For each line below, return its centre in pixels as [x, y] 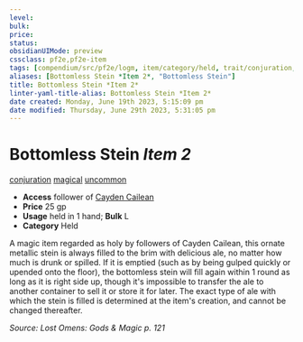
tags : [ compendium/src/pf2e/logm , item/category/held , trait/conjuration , [153, 69]
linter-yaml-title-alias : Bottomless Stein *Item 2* [110, 93]
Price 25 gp [44, 207]
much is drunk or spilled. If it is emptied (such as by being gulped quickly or [150, 263]
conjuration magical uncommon [68, 180]
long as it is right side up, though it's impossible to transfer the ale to [137, 282]
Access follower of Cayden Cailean [88, 197]
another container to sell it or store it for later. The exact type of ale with [143, 291]
